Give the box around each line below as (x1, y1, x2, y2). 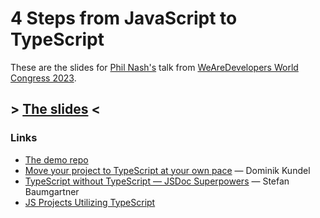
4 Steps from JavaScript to (10, 7, 238, 30)
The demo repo (24, 153, 89, 166)
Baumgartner (24, 185, 80, 197)
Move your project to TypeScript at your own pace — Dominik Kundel (24, 164, 311, 176)
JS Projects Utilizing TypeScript (24, 196, 156, 208)
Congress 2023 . (10, 72, 77, 84)
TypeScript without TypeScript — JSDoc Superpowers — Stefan (24, 175, 290, 187)
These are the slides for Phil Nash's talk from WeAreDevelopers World (10, 61, 299, 73)
